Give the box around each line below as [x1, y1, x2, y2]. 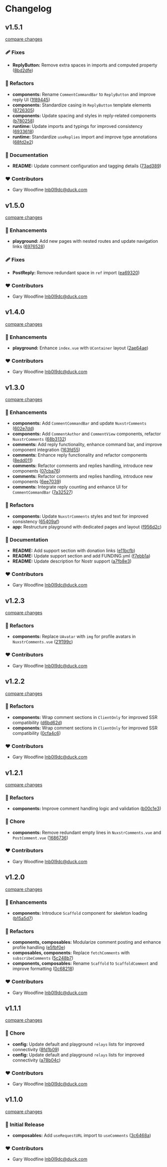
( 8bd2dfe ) [12, 67, 33, 73]
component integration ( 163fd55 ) [12, 447, 81, 453]
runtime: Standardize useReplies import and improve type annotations [12, 133, 158, 140]
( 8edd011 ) [12, 458, 33, 464]
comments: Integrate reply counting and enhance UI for [12, 484, 128, 490]
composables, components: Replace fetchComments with [12, 950, 130, 956]
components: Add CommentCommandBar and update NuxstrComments [12, 420, 147, 426]
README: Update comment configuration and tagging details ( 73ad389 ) [12, 163, 162, 169]
